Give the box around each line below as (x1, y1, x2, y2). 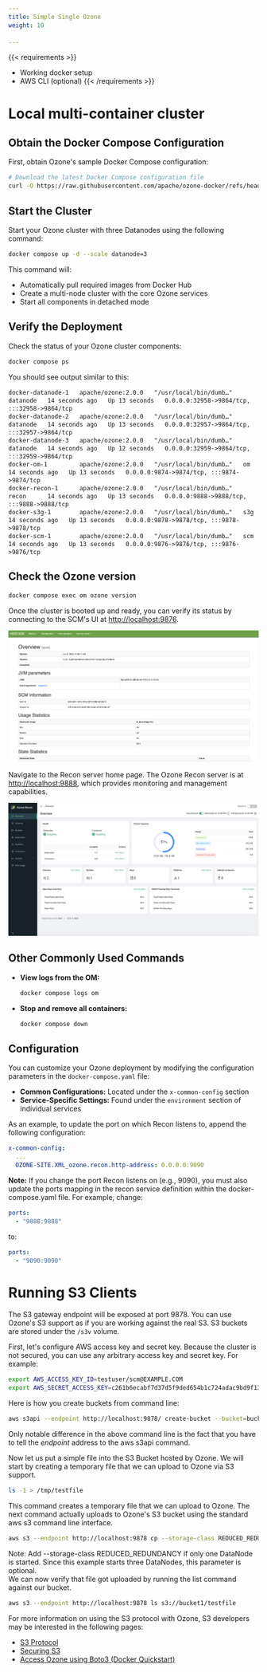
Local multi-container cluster (8, 104, 205, 123)
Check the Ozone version (8, 569, 137, 583)
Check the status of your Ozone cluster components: (8, 341, 182, 351)
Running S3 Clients (8, 1284, 137, 1301)
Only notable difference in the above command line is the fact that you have (8, 1430, 257, 1439)
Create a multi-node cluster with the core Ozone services (19, 288, 208, 298)
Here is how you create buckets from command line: (8, 1399, 180, 1408)
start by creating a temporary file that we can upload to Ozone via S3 (8, 1462, 234, 1471)
